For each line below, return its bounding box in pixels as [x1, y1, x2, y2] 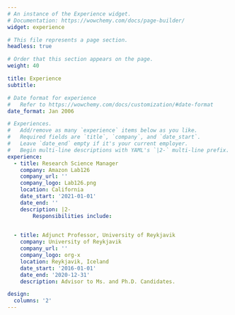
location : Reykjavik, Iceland [20, 258, 110, 265]
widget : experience [7, 23, 65, 30]
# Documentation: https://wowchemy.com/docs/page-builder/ [7, 17, 185, 24]
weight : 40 [7, 62, 40, 69]
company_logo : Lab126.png [20, 180, 97, 187]
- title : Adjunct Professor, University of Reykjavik [13, 231, 176, 239]
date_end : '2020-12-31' [20, 271, 91, 278]
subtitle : [7, 81, 37, 88]
